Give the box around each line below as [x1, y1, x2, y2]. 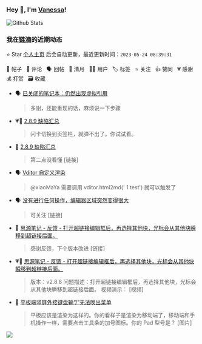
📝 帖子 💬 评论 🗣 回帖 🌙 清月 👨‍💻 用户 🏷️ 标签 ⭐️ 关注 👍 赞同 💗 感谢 [6, 65, 194, 72]
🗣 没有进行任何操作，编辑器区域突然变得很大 [15, 197, 129, 204]
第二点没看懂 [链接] [30, 156, 79, 163]
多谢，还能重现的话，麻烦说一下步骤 [30, 104, 121, 112]
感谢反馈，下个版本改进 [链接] [30, 245, 105, 252]
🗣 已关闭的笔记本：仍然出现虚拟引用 [15, 89, 108, 96]
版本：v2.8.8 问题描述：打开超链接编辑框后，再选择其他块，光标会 [30, 278, 197, 285]
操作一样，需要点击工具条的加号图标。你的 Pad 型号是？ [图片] [35, 319, 192, 326]
